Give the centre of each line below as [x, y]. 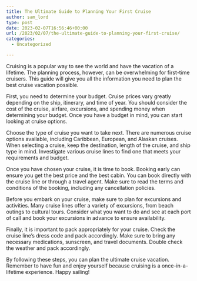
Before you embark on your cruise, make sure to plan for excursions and [94, 199]
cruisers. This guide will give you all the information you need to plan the [94, 78]
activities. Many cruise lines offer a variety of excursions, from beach [90, 205]
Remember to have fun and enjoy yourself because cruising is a [83, 266]
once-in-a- [175, 266]
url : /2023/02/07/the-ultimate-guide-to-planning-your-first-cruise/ [93, 34]
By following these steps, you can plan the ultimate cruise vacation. [88, 259]
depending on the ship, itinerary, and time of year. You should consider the [96, 102]
